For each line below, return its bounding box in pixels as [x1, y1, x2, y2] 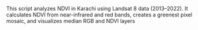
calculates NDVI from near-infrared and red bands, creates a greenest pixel [6, 11, 193, 18]
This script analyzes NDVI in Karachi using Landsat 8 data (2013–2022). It [6, 5, 188, 12]
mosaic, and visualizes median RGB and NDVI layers [6, 18, 136, 24]
